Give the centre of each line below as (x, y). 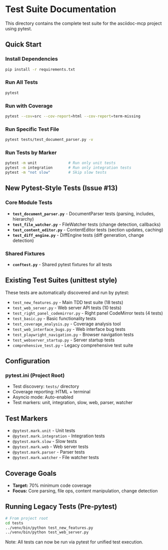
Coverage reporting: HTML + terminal (51, 392)
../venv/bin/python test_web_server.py (47, 532)
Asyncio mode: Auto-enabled (43, 397)
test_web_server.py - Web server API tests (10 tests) (67, 308)
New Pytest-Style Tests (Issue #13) (62, 188)
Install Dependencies (32, 59)
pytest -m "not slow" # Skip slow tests (56, 173)
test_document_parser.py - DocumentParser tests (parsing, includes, (83, 214)
